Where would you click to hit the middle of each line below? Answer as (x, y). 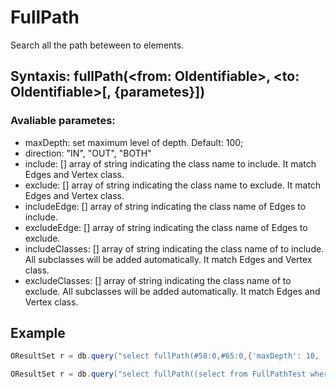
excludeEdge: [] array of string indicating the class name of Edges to (166, 227)
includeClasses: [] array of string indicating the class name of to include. (174, 248)
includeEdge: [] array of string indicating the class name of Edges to (165, 206)
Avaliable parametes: (63, 121)
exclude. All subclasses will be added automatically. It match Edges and (172, 291)
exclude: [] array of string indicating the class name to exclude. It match (173, 185)
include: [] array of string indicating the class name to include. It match (170, 163)
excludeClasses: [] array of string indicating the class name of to (158, 280)
